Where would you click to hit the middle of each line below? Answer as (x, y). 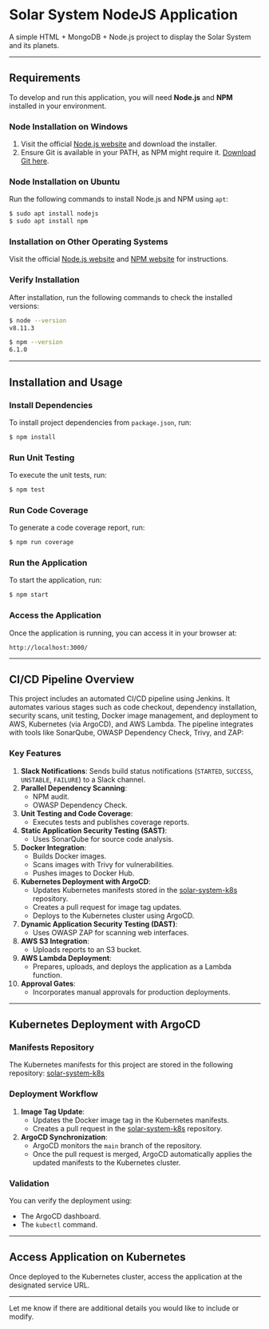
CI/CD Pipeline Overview (72, 679)
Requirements (45, 78)
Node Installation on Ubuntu (65, 182)
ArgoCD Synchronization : (64, 1137)
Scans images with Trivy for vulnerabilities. (103, 864)
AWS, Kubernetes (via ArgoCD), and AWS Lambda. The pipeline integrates (131, 724)
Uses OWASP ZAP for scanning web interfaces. (111, 932)
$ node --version (38, 320)
